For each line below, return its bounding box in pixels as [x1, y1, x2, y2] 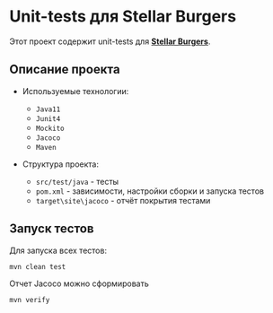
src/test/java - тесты [35, 176, 119, 187]
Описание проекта [9, 62, 120, 77]
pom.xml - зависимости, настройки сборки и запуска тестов [35, 186, 265, 196]
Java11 [35, 105, 61, 114]
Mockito [35, 124, 65, 133]
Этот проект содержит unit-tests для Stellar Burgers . [9, 36, 211, 47]
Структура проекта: [22, 159, 99, 170]
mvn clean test [9, 262, 66, 271]
